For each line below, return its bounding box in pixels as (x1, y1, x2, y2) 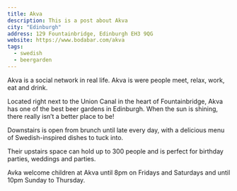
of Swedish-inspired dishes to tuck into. (7, 133, 124, 141)
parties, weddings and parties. (7, 154, 96, 163)
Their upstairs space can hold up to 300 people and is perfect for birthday (7, 146, 224, 156)
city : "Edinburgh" (7, 23, 62, 30)
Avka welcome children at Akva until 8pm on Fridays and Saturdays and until (7, 168, 231, 177)
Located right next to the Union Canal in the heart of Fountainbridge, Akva (7, 97, 224, 105)
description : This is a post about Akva (7, 17, 129, 24)
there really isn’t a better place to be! (7, 112, 115, 120)
